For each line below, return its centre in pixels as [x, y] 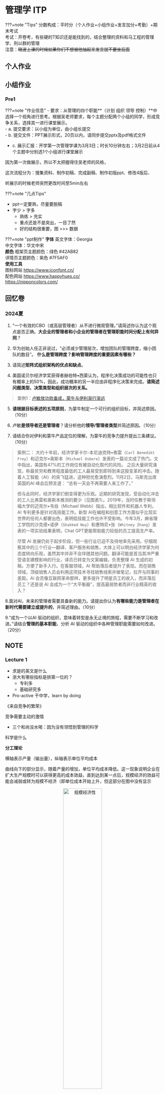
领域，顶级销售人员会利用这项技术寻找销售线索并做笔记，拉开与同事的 [88, 572]
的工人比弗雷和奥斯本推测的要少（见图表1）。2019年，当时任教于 [82, 500]
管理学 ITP [26, 10]
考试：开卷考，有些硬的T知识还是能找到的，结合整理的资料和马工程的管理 [80, 37]
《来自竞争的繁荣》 [25, 706]
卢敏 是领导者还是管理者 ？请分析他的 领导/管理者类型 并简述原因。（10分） [85, 425]
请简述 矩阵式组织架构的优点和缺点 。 [49, 365]
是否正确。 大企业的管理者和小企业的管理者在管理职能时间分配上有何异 [87, 331]
